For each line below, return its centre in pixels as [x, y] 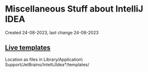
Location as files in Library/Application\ [44, 59]
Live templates [28, 48]
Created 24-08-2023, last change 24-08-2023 [52, 32]
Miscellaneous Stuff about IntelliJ [74, 9]
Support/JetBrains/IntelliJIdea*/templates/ [47, 64]
